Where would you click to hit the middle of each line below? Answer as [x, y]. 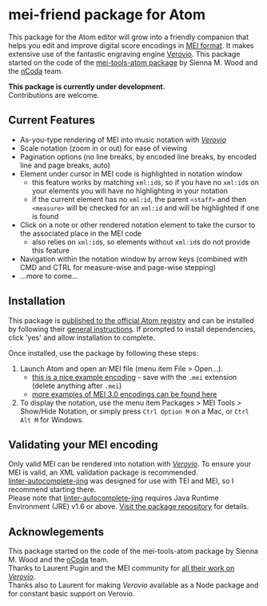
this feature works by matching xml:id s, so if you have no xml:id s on [145, 182]
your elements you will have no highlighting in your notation [130, 191]
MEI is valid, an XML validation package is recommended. [103, 473]
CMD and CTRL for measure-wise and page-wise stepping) [118, 267]
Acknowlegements [56, 532]
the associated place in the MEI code [81, 233]
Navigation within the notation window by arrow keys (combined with [133, 259]
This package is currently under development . [87, 87]
